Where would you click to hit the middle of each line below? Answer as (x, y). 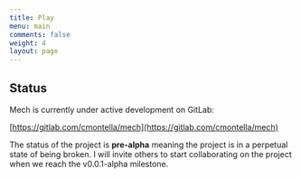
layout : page (34, 52)
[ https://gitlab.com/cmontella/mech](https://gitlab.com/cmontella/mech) (144, 126)
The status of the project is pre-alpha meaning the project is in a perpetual (149, 145)
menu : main (30, 26)
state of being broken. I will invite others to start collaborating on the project (150, 154)
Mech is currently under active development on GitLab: (112, 109)
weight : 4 (28, 43)
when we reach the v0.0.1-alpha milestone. (89, 164)
